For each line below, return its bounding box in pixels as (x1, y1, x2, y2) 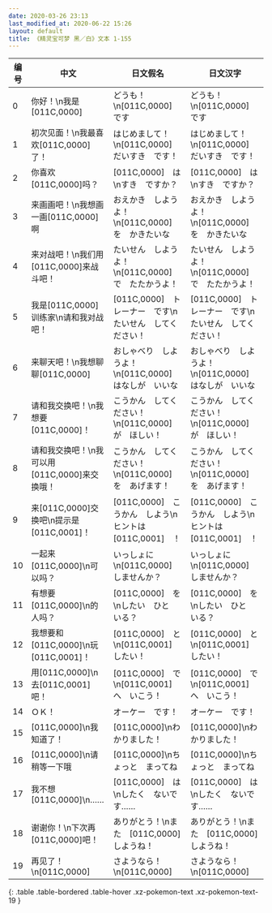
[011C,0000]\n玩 (31, 640, 99, 651)
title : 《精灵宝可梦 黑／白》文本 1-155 (8, 34, 132, 43)
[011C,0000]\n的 (31, 600, 99, 611)
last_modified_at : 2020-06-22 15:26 (8, 19, 132, 28)
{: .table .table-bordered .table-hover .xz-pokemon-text (8, 887, 194, 897)
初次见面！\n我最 (31, 127, 96, 139)
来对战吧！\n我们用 (31, 249, 104, 261)
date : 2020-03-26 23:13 (8, 11, 89, 20)
